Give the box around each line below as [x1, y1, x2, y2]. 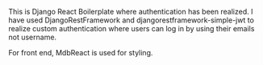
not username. [8, 32, 57, 42]
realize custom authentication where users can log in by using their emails [8, 24, 255, 33]
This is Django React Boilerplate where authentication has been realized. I [8, 7, 253, 16]
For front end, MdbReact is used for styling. [8, 48, 153, 57]
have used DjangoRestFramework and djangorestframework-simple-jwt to [8, 15, 254, 25]
